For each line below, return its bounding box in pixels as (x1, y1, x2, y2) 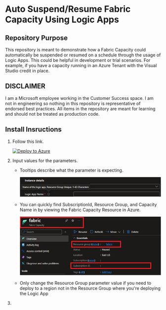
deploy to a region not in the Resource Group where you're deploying (19, 285, 161, 291)
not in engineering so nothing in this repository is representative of (5, 100, 141, 106)
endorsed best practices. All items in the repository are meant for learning (5, 105, 156, 112)
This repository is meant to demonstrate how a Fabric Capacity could (5, 47, 146, 52)
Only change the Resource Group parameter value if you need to (19, 280, 152, 286)
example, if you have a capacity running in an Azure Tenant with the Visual (5, 63, 157, 68)
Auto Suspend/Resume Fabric (5, 3, 131, 15)
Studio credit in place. (5, 68, 50, 74)
